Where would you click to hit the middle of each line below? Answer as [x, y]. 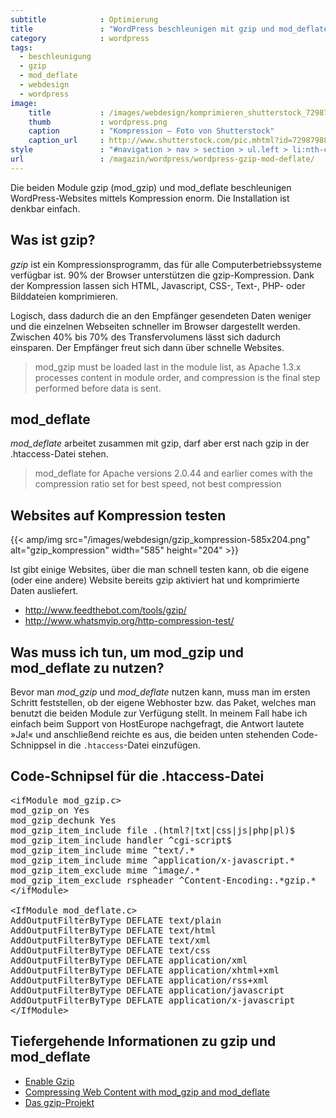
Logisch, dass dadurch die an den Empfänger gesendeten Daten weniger [161, 315]
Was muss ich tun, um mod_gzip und [127, 652]
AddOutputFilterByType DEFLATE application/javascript [147, 990]
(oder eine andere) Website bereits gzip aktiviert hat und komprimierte [155, 580]
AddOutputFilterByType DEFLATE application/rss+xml [140, 980]
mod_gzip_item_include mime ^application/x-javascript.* [153, 860]
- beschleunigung [55, 57]
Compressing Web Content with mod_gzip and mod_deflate [147, 1092]
